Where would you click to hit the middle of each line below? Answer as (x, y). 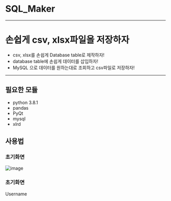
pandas (21, 108)
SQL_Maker (30, 9)
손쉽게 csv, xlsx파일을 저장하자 (67, 40)
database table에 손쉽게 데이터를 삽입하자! (55, 61)
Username (16, 194)
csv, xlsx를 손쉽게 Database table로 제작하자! (59, 55)
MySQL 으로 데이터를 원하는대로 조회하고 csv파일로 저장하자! (74, 68)
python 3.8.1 (25, 103)
